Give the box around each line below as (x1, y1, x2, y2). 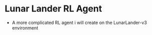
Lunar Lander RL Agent (5, 3, 102, 14)
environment (12, 24, 39, 30)
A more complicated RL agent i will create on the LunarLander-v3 (12, 19, 147, 25)
